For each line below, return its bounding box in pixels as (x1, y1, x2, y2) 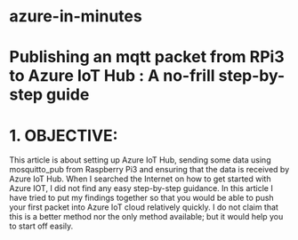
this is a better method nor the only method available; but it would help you (9, 212, 284, 222)
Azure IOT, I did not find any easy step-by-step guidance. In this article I (9, 183, 273, 194)
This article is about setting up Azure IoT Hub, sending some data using (9, 155, 271, 165)
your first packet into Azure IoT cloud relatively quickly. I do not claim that (9, 202, 278, 212)
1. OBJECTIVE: (9, 125, 118, 146)
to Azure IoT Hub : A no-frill (9, 66, 215, 86)
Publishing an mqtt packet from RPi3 (9, 47, 285, 68)
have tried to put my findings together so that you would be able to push (9, 193, 274, 204)
